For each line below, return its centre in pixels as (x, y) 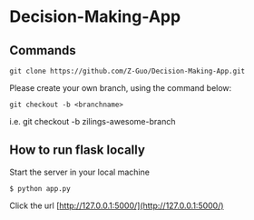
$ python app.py (40, 188)
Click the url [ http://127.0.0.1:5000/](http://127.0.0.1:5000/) (117, 205)
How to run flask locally (77, 150)
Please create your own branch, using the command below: (121, 88)
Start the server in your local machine (79, 172)
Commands (43, 50)
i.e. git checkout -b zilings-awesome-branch (93, 121)
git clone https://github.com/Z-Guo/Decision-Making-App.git (127, 71)
